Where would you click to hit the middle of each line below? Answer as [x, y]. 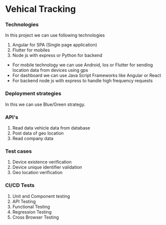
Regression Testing [32, 212]
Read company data [33, 138]
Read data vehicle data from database [51, 128]
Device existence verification [42, 162]
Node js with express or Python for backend [57, 55]
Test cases [19, 151]
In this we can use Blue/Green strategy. [45, 104]
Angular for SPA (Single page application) [55, 45]
